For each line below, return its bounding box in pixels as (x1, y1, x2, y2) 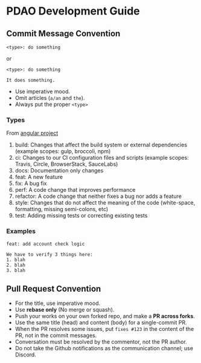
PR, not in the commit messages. (14, 332, 97, 339)
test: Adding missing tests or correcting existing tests (14, 212, 148, 219)
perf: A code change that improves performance (14, 186, 136, 194)
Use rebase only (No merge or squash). (14, 306, 115, 313)
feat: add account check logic (6, 241, 85, 247)
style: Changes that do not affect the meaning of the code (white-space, (14, 199, 196, 206)
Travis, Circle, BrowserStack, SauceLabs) (14, 160, 118, 168)
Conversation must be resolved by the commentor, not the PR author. (14, 338, 187, 345)
